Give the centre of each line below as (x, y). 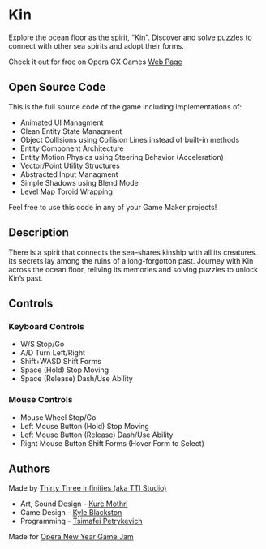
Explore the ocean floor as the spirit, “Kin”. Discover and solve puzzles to (131, 37)
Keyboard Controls (47, 326)
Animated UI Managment (62, 122)
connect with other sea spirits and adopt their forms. (96, 45)
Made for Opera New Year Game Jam (71, 537)
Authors (30, 468)
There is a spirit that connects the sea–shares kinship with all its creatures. (133, 252)
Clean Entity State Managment (71, 131)
